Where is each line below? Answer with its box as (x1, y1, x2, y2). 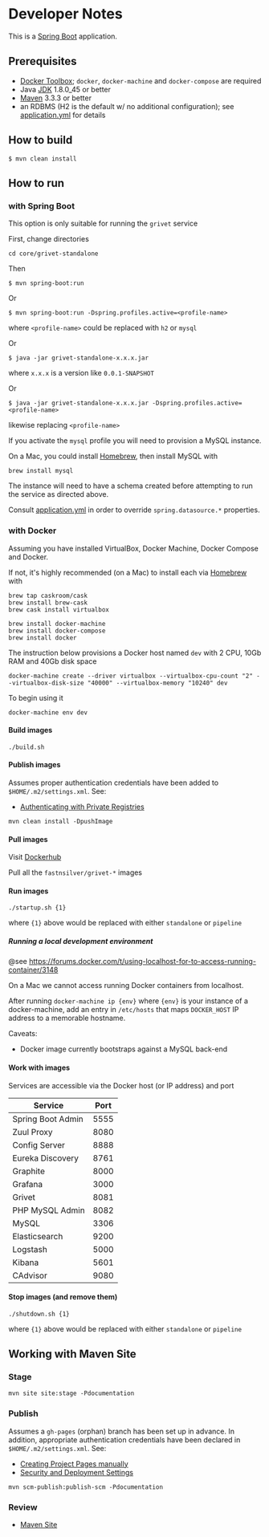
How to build (8, 133, 73, 147)
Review (8, 1502, 38, 1513)
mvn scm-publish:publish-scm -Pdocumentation (8, 1482, 163, 1491)
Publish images (8, 760, 61, 770)
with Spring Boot (8, 200, 75, 211)
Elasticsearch (12, 1230, 63, 1242)
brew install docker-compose (8, 627, 106, 635)
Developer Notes (8, 5, 123, 23)
